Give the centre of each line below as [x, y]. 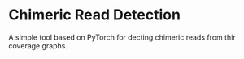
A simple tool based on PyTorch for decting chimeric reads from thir [122, 37]
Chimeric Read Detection [95, 15]
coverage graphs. [38, 45]
